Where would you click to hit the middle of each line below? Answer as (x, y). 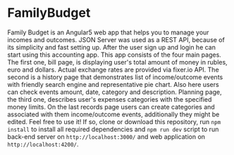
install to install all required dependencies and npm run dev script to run (113, 129)
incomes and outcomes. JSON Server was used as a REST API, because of (116, 39)
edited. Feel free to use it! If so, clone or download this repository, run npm (114, 121)
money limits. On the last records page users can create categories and (111, 107)
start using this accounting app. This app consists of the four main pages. (115, 55)
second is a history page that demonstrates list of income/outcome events (115, 77)
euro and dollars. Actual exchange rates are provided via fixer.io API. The (113, 69)
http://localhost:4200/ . (43, 144)
